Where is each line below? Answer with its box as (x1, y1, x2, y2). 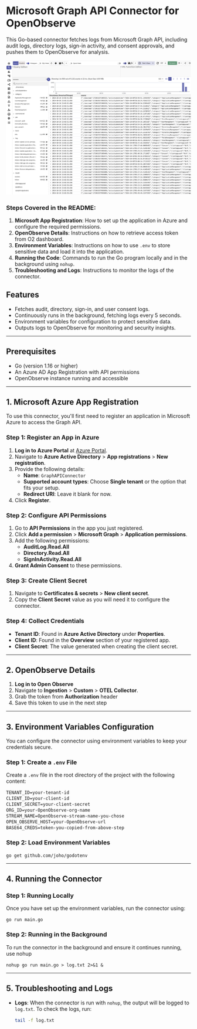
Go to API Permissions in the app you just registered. (14, 524, 144, 531)
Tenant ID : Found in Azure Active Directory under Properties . (14, 630, 165, 637)
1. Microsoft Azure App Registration (6, 397, 139, 407)
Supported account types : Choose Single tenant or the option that (23, 478, 186, 485)
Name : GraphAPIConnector (23, 472, 86, 479)
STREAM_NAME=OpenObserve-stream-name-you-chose (6, 813, 125, 819)
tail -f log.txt (14, 1017, 55, 1023)
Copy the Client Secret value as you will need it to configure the (14, 596, 170, 603)
